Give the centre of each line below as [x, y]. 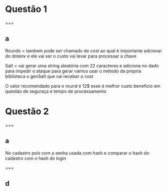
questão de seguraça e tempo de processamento [56, 91]
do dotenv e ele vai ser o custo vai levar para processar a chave [71, 56]
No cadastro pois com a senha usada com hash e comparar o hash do [77, 153]
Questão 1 [26, 9]
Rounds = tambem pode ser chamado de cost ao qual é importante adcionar [83, 50]
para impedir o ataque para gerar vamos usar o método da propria [73, 71]
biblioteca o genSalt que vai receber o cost [49, 76]
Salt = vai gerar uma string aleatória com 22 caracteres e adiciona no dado [82, 65]
